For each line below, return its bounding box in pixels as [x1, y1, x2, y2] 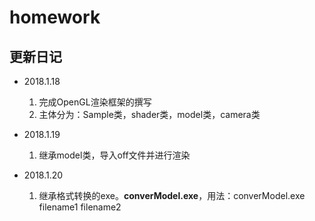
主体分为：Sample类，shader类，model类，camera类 [38, 109, 261, 120]
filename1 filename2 [38, 201, 122, 213]
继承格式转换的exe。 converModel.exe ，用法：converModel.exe [38, 190, 306, 201]
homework [9, 6, 101, 29]
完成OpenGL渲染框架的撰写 [38, 96, 152, 108]
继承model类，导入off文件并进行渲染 [38, 149, 191, 161]
